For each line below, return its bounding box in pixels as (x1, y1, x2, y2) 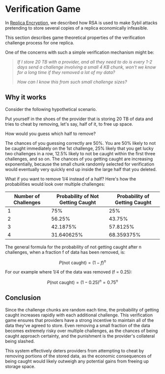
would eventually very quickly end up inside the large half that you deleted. (5, 166, 157, 172)
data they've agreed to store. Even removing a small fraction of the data (5, 322, 151, 328)
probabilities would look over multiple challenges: (5, 181, 106, 187)
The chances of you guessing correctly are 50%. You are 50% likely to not (5, 140, 156, 146)
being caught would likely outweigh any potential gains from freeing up (5, 358, 149, 364)
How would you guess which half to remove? (5, 131, 96, 136)
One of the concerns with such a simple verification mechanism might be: (5, 49, 155, 55)
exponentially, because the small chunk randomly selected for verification (5, 161, 155, 167)
